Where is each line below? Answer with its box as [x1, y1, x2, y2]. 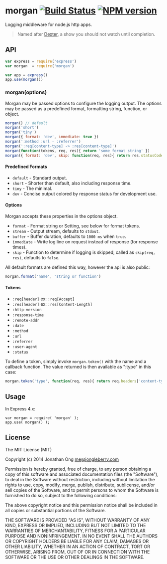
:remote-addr [12, 318, 40, 323]
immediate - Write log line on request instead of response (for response [12, 238, 158, 244]
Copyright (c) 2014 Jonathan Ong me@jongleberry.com [5, 456, 119, 462]
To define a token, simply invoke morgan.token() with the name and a [5, 359, 147, 365]
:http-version [12, 307, 42, 313]
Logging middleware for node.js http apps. [5, 21, 92, 27]
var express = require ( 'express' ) [5, 59, 77, 64]
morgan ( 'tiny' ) [5, 130, 37, 135]
